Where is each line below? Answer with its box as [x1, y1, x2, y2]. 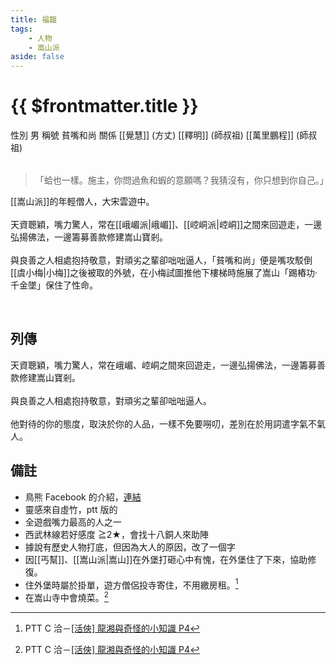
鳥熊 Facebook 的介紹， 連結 [24, 491, 142, 503]
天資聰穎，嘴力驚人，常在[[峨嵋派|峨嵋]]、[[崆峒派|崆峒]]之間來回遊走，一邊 [10, 219, 323, 231]
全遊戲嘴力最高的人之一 [24, 516, 122, 528]
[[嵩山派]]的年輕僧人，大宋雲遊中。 [10, 196, 155, 208]
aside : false [10, 52, 65, 62]
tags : [10, 24, 33, 34]
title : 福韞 [10, 14, 57, 25]
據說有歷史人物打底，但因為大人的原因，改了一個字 [24, 541, 236, 553]
